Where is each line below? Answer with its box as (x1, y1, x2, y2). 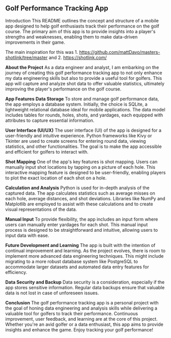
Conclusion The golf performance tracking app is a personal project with (5, 299, 159, 305)
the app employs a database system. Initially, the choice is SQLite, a (5, 101, 148, 107)
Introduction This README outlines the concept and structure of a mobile (5, 17, 159, 23)
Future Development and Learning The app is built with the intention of (5, 242, 156, 248)
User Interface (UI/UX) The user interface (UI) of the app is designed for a (5, 127, 162, 133)
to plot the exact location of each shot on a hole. (5, 175, 107, 181)
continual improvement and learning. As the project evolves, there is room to (5, 248, 166, 254)
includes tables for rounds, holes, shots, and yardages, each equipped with (5, 112, 163, 118)
